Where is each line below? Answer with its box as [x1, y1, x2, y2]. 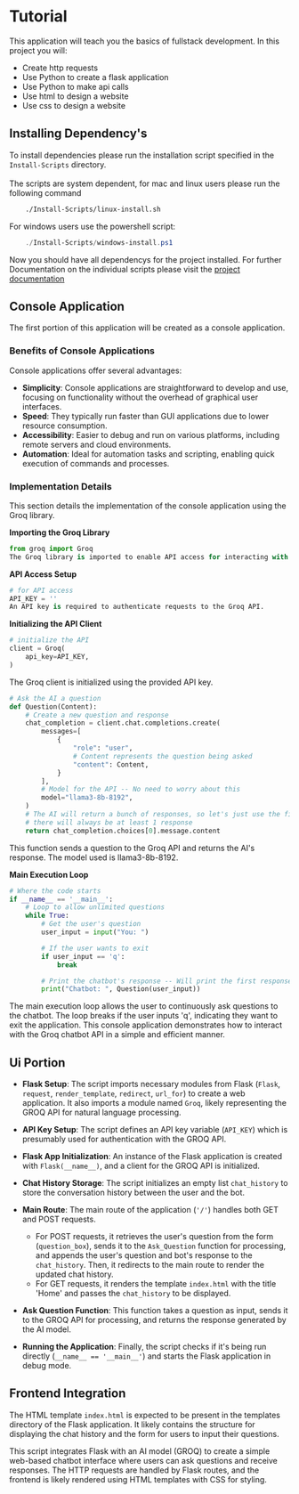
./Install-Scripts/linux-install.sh [25, 205, 162, 214]
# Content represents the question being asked [72, 751, 253, 760]
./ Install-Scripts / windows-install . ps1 [25, 238, 174, 247]
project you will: [9, 45, 68, 55]
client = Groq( [9, 644, 66, 654]
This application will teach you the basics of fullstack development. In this [9, 36, 280, 46]
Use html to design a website [21, 91, 129, 101]
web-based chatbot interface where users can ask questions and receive [9, 1455, 278, 1466]
